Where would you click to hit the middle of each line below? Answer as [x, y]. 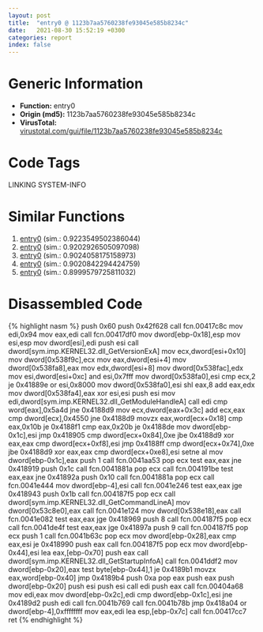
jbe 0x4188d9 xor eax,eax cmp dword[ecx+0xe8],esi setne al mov [116, 452]
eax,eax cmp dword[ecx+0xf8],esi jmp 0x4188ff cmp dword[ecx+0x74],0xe [131, 443]
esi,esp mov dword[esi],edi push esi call [74, 342]
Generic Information [76, 84]
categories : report [40, 38]
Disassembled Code [75, 304]
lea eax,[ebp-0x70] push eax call [94, 552]
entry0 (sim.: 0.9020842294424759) [80, 263]
